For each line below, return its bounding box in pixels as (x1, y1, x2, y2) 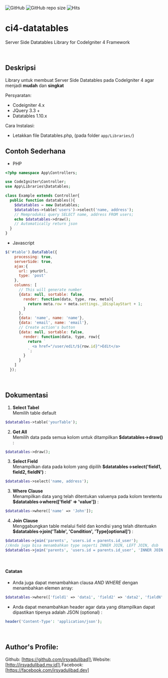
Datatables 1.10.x (12, 113, 47, 119)
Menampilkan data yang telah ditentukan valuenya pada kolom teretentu (12, 493, 162, 500)
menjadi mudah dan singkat (5, 82, 64, 88)
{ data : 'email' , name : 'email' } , (18, 320, 89, 326)
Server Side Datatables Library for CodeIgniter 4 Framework (5, 39, 130, 45)
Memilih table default (12, 410, 56, 416)
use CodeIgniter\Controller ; (5, 179, 66, 185)
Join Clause (12, 518, 38, 524)
